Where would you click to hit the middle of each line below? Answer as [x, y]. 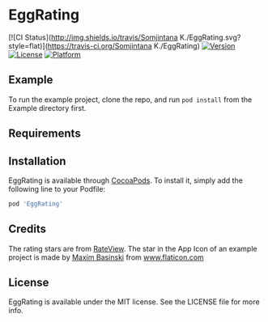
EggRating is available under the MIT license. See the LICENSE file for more [134, 302]
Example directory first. [47, 108]
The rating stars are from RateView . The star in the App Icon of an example [133, 248]
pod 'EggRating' [36, 204]
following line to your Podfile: [57, 189]
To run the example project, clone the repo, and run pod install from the [130, 100]
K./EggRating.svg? [210, 37]
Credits [28, 229]
